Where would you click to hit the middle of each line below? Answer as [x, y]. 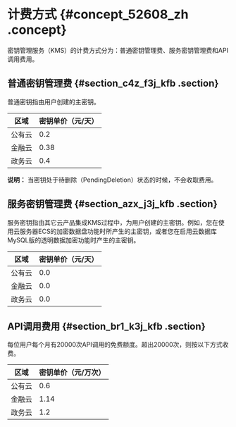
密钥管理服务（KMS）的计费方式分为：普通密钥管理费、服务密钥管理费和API [118, 50]
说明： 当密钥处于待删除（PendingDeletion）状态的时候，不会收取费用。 [112, 180]
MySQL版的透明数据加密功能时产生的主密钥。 [74, 240]
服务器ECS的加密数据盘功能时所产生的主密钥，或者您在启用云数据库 [118, 231]
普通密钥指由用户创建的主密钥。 [54, 101]
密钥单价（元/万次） [72, 373]
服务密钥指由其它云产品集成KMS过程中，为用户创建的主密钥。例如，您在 [113, 222]
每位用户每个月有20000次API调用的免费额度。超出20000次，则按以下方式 [115, 345]
